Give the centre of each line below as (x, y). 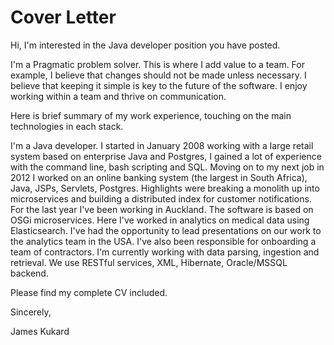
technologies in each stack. (67, 126)
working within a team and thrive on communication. (118, 96)
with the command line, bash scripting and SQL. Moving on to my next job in (167, 167)
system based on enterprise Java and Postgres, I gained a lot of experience (166, 156)
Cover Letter (63, 17)
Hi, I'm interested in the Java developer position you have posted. (145, 45)
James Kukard (40, 331)
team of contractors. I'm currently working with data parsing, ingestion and (165, 252)
